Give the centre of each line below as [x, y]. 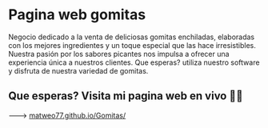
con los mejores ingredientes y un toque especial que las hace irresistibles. [132, 45]
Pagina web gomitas [77, 15]
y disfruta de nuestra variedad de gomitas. [78, 70]
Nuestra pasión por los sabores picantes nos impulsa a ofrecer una [119, 54]
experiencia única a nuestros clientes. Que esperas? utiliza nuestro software [134, 62]
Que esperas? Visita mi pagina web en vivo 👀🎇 [126, 96]
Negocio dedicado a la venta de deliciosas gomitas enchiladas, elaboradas [131, 37]
